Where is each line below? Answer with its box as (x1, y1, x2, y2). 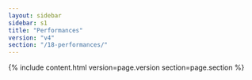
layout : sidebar (8, 11, 62, 20)
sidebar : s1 (8, 19, 48, 27)
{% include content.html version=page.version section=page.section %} (8, 63, 245, 72)
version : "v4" (8, 33, 55, 42)
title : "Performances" (8, 26, 83, 34)
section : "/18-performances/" (8, 41, 109, 49)
